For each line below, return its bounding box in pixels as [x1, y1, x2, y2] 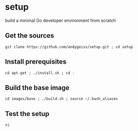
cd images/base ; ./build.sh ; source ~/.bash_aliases [5, 97, 118, 101]
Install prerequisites [5, 58, 67, 66]
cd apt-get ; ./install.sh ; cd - [5, 70, 75, 75]
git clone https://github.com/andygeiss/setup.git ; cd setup [5, 44, 133, 49]
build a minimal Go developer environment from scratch [5, 17, 116, 23]
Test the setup [5, 110, 49, 118]
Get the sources [5, 32, 54, 40]
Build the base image [5, 83, 70, 92]
